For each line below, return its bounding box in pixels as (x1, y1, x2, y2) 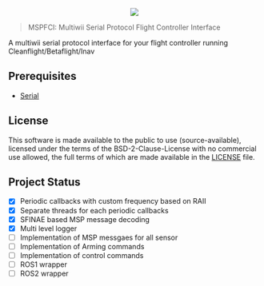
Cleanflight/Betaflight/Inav (8, 46, 95, 56)
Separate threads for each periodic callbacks (19, 205, 170, 215)
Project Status (8, 176, 82, 189)
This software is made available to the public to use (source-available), (8, 135, 242, 145)
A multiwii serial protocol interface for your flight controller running (8, 38, 229, 47)
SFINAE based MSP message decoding (19, 214, 150, 224)
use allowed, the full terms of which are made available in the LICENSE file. (8, 152, 255, 161)
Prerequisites (8, 70, 77, 83)
